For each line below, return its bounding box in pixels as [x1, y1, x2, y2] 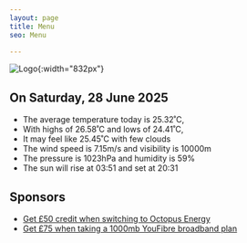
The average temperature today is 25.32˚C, [22, 114, 185, 125]
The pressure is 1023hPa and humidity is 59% [22, 153, 196, 164]
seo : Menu [9, 30, 47, 39]
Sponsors [9, 189, 66, 205]
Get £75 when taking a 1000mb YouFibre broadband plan [22, 223, 238, 234]
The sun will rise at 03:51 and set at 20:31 [22, 163, 179, 174]
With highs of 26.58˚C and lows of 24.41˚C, [22, 124, 184, 135]
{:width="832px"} [37, 63, 105, 74]
